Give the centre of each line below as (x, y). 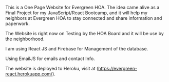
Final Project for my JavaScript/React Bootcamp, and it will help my (77, 13)
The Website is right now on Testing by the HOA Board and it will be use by (85, 33)
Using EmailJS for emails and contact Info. (50, 59)
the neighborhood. (25, 39)
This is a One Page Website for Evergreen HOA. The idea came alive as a (82, 7)
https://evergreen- (118, 69)
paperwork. (17, 23)
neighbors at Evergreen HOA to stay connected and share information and (84, 18)
